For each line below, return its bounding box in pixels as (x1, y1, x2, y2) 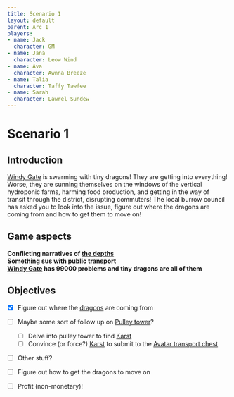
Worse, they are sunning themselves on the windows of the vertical (7, 181, 202, 188)
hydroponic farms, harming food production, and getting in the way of (7, 188, 209, 196)
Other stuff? (17, 353, 53, 362)
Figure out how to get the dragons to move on (17, 367, 151, 376)
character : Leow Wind (13, 56, 77, 63)
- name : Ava (7, 63, 42, 70)
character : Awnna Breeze (13, 69, 86, 76)
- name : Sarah (7, 89, 49, 96)
